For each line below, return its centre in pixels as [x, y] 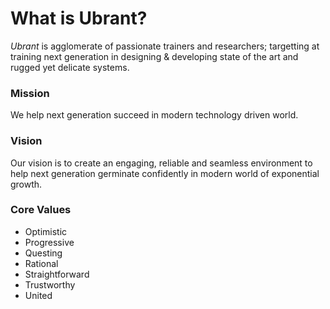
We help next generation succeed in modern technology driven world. [154, 115]
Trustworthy [50, 284]
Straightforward [57, 274]
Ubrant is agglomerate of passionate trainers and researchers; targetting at [165, 46]
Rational [41, 263]
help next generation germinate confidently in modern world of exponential [165, 173]
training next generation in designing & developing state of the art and [154, 56]
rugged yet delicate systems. [70, 67]
